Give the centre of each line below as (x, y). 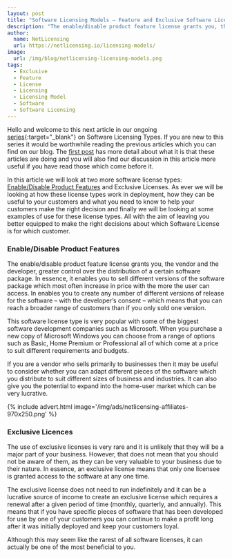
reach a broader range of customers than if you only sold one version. (107, 308)
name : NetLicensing (41, 39)
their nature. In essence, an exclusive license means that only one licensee (114, 469)
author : (18, 33)
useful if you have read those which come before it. (80, 166)
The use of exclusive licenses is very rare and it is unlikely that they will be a (116, 447)
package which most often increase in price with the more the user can (108, 286)
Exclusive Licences (40, 432)
